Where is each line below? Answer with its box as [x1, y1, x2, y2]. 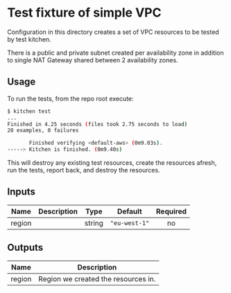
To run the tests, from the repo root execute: [7, 94, 134, 103]
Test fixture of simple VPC [7, 5, 162, 21]
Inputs [7, 186, 36, 198]
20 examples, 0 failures [7, 127, 79, 134]
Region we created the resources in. [37, 274, 156, 283]
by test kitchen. [7, 35, 51, 43]
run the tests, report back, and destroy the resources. [7, 166, 161, 174]
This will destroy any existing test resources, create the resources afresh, [7, 159, 217, 167]
